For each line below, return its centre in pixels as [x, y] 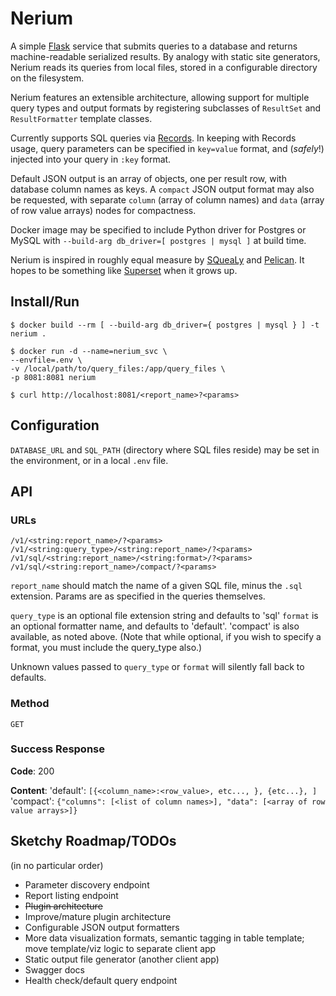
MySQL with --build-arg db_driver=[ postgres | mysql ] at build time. [158, 240]
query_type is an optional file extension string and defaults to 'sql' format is [164, 616]
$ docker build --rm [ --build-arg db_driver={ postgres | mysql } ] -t [165, 325]
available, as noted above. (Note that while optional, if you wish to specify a [166, 637]
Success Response [57, 749]
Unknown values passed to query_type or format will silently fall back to [157, 667]
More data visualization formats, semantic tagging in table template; [164, 938]
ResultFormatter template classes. [81, 118]
